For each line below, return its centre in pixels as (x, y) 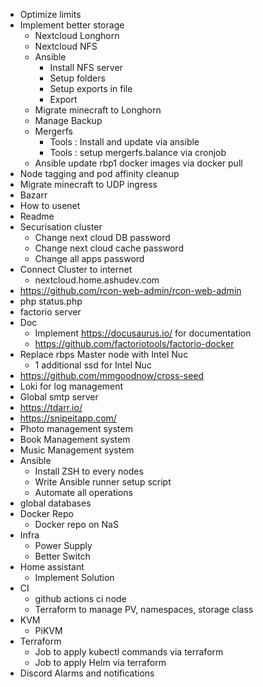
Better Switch (62, 556)
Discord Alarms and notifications (87, 673)
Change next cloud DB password (102, 237)
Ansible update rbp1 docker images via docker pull (138, 163)
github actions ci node (80, 598)
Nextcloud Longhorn (77, 35)
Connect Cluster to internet (76, 269)
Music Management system (77, 450)
